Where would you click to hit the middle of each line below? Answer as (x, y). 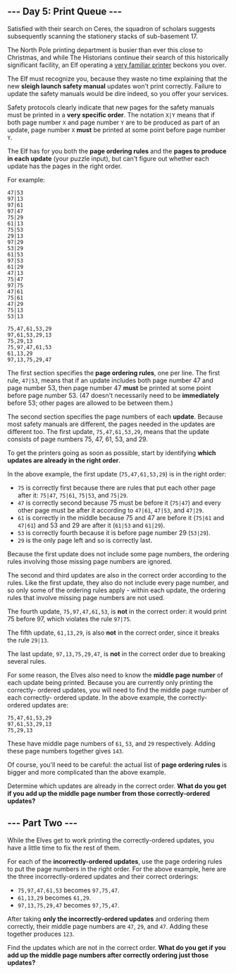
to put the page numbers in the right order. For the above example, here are (117, 869)
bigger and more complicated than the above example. (87, 772)
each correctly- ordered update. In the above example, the (92, 697)
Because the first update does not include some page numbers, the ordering (118, 553)
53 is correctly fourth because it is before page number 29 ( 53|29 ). (114, 532)
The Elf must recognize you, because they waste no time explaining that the (117, 78)
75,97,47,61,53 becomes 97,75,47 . (68, 890)
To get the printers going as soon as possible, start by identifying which (112, 452)
